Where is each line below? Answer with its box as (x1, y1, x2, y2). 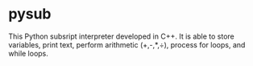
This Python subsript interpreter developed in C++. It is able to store (8, 31, 235, 41)
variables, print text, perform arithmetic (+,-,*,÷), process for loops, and (8, 39, 246, 49)
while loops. (8, 48, 48, 58)
